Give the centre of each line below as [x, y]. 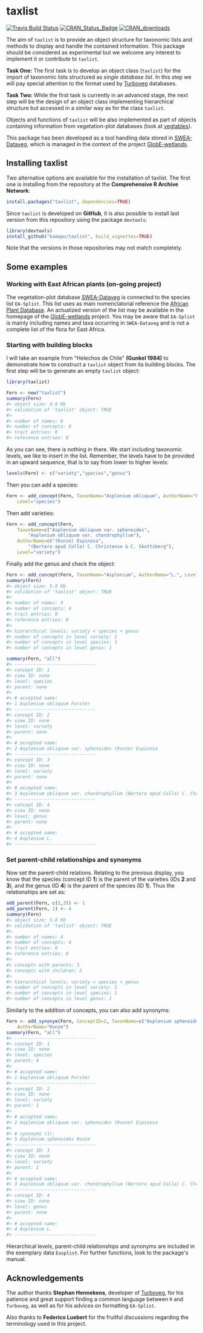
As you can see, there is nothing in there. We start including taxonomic [94, 450]
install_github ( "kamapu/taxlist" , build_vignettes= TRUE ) [79, 236]
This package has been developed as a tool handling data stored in [90, 138]
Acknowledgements [45, 1278]
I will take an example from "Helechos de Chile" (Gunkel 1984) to [88, 358]
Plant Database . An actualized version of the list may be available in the [95, 310]
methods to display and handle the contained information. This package [96, 46]
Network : [18, 190]
